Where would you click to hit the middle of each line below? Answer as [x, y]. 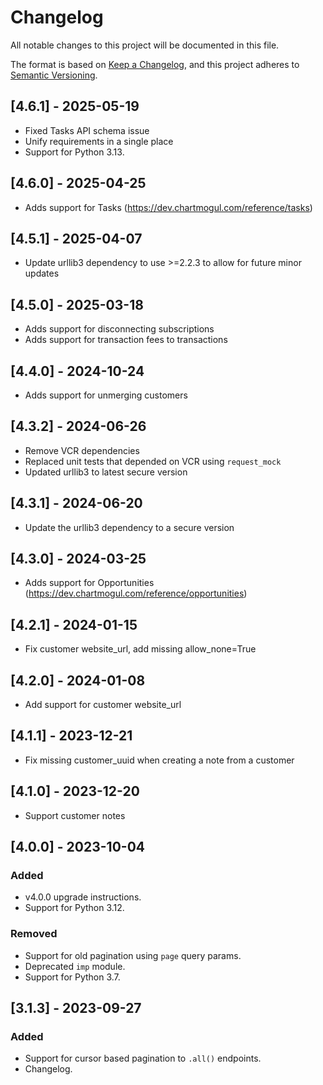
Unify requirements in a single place [99, 141]
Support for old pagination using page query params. [133, 955]
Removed [34, 934]
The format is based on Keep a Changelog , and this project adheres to [155, 64]
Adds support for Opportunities [89, 583]
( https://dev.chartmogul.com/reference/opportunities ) [136, 593]
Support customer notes [75, 815]
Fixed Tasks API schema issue [87, 130]
